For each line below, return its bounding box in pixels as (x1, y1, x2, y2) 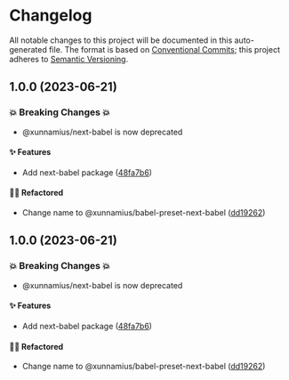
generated (9, 44, 47, 54)
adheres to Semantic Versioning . (9, 53, 129, 64)
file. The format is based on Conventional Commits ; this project (48, 44, 280, 54)
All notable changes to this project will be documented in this (9, 35, 233, 45)
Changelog (9, 5, 92, 26)
